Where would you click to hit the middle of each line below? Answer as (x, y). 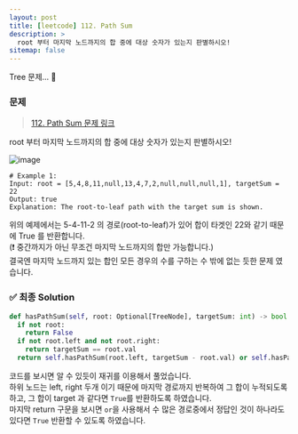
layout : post (33, 17)
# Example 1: (33, 176)
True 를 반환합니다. (51, 236)
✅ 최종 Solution (42, 297)
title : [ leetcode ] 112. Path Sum (71, 26)
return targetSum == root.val (81, 350)
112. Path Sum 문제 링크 (73, 123)
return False (49, 333)
